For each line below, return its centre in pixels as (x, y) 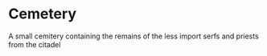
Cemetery (42, 14)
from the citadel (35, 44)
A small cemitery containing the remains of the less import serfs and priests (133, 36)
